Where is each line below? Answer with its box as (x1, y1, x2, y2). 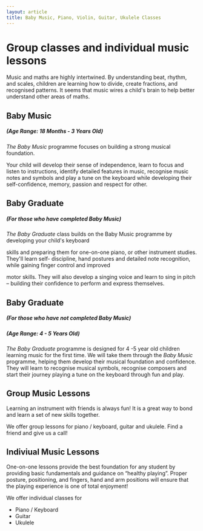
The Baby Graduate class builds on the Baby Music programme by (6, 230, 173, 238)
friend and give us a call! (6, 429, 68, 436)
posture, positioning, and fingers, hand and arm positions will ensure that (6, 476, 189, 483)
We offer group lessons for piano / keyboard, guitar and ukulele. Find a (6, 423, 183, 430)
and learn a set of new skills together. (6, 411, 100, 418)
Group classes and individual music (6, 41, 190, 55)
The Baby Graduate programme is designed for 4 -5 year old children (6, 344, 180, 352)
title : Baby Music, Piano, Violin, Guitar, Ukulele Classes (6, 15, 162, 21)
